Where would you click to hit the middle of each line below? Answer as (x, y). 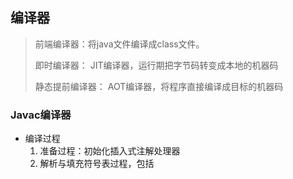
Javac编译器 (41, 115)
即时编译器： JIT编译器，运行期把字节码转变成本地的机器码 (156, 65)
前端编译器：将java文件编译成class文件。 (119, 44)
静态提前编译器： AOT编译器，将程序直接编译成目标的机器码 (159, 86)
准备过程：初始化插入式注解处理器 (110, 151)
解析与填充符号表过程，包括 (97, 164)
